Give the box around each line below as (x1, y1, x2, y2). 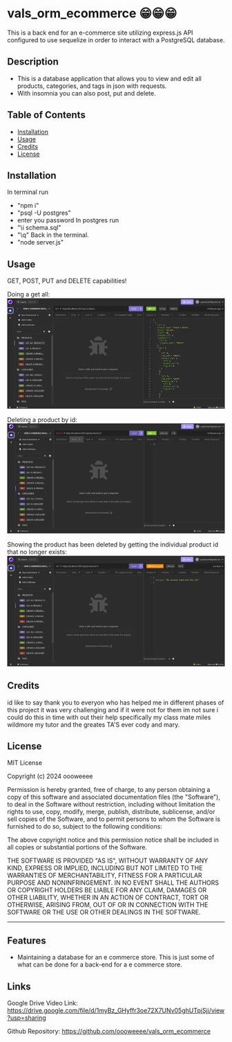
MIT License (7, 759, 43, 767)
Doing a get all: (7, 290, 50, 299)
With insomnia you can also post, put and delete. (17, 89, 157, 97)
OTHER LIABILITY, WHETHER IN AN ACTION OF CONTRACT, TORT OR (7, 893, 209, 902)
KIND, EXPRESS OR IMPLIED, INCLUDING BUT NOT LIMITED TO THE (7, 864, 203, 872)
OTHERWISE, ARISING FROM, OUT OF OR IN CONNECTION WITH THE (7, 901, 209, 909)
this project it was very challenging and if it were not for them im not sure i (7, 705, 219, 714)
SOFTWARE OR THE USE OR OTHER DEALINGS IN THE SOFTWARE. (7, 908, 201, 917)
